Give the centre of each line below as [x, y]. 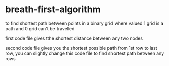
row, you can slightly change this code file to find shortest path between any [85, 53]
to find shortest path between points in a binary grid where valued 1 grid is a [84, 23]
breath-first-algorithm [53, 9]
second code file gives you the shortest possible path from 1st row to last [81, 48]
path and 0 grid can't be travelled [40, 28]
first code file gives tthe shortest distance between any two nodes [74, 38]
